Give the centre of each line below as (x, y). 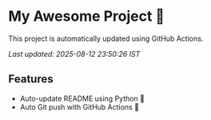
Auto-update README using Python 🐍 (82, 98)
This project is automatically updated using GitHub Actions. (106, 38)
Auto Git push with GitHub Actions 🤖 (80, 106)
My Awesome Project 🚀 (87, 16)
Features (31, 79)
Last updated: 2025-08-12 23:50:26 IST (74, 54)
